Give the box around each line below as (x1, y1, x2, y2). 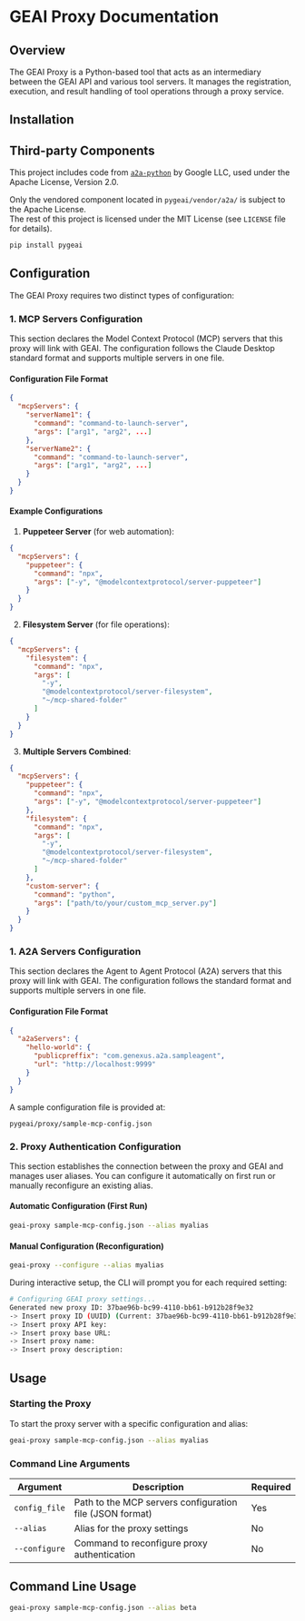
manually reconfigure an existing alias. (9, 1180, 153, 1191)
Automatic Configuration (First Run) (9, 1201, 148, 1212)
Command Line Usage (9, 1579, 137, 1595)
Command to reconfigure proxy (74, 1537, 209, 1549)
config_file (14, 1503, 66, 1513)
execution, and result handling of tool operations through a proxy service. (9, 86, 284, 96)
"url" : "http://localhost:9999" (33, 1060, 156, 1069)
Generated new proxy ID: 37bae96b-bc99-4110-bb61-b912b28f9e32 (9, 1302, 254, 1312)
